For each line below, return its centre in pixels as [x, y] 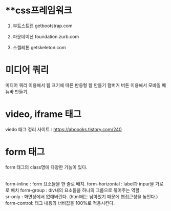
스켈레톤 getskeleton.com [39, 47]
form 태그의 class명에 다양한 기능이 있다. [47, 167]
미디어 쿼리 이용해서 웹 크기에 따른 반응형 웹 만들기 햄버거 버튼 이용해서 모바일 [83, 85]
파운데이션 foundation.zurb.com [46, 36]
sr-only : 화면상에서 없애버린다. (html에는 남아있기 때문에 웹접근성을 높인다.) [82, 197]
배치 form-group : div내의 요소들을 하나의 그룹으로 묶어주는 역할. [76, 191]
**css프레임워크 [39, 10]
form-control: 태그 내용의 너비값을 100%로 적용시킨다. [60, 203]
